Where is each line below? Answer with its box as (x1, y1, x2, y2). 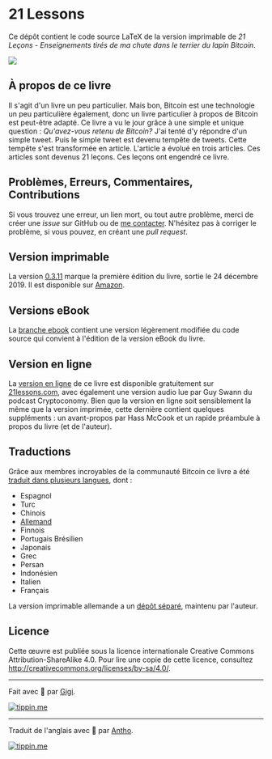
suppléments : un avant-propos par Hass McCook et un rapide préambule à (8, 413, 261, 422)
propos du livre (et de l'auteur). (8, 422, 113, 431)
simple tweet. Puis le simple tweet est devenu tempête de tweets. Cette (8, 134, 247, 144)
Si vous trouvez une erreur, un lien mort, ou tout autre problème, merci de (8, 210, 254, 219)
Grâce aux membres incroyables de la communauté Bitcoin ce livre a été (8, 466, 250, 476)
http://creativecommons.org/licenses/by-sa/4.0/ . (8, 663, 172, 672)
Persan (19, 559, 45, 569)
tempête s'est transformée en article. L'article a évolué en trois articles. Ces (8, 143, 261, 153)
